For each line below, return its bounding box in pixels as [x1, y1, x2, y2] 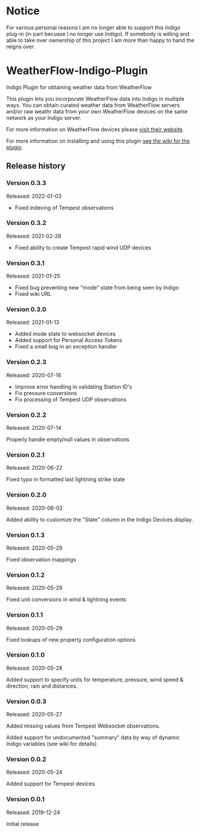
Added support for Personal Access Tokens [14, 337, 122, 344]
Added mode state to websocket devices [14, 330, 116, 338]
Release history [6, 161, 66, 171]
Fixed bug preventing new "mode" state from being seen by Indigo [14, 284, 179, 291]
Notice [6, 4, 40, 18]
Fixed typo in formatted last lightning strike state [6, 476, 125, 483]
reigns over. [6, 43, 36, 50]
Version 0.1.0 [6, 651, 45, 659]
